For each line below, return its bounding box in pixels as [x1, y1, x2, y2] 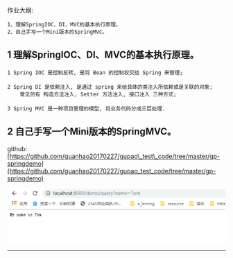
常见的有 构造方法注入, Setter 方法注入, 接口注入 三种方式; [19, 91, 177, 98]
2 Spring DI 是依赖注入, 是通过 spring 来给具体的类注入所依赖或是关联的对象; [7, 83, 213, 90]
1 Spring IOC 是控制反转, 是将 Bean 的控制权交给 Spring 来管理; [7, 69, 184, 76]
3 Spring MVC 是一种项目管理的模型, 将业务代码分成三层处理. [7, 105, 166, 112]
